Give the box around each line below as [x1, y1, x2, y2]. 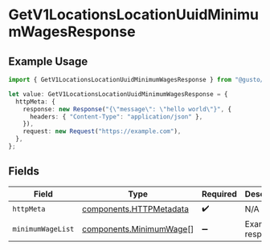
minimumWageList [12, 224, 75, 233]
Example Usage [8, 54, 88, 68]
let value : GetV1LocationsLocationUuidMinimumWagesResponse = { [8, 90, 228, 98]
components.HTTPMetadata [81, 204, 189, 215]
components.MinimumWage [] [81, 223, 194, 234]
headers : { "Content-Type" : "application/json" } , [29, 112, 203, 121]
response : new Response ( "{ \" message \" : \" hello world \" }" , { [22, 105, 232, 113]
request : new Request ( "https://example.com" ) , [22, 127, 182, 135]
